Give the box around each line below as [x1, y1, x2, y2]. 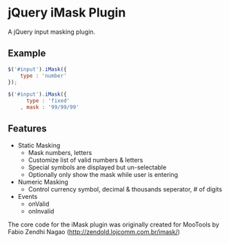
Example [8, 47, 46, 59]
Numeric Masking [17, 178, 68, 186]
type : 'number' [20, 72, 68, 79]
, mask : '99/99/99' [20, 104, 79, 111]
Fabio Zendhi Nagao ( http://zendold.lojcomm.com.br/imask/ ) [8, 227, 180, 235]
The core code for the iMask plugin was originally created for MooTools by [8, 220, 219, 229]
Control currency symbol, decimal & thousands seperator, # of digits [28, 184, 223, 193]
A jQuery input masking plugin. [8, 28, 96, 36]
